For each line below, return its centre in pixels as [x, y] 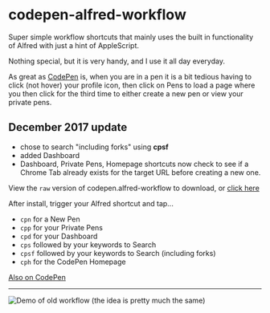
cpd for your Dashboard [59, 236]
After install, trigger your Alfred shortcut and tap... [91, 203]
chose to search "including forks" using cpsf [94, 147]
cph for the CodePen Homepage [73, 262]
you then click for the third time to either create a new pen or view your [126, 93]
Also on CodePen [37, 277]
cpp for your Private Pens [61, 227]
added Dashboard [50, 155]
